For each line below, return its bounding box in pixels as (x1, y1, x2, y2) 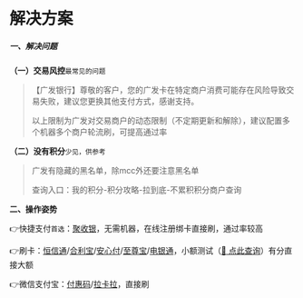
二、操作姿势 (9, 204, 57, 214)
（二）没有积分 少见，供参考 (9, 146, 106, 157)
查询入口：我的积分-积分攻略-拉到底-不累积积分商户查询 (31, 184, 242, 195)
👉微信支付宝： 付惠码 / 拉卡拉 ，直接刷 (9, 279, 150, 290)
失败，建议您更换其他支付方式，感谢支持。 (39, 96, 200, 107)
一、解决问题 (9, 40, 57, 51)
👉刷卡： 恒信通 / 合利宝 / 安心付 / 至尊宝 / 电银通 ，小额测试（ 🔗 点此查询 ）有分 (9, 245, 285, 256)
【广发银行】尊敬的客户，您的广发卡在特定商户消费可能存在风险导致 (31, 84, 287, 95)
